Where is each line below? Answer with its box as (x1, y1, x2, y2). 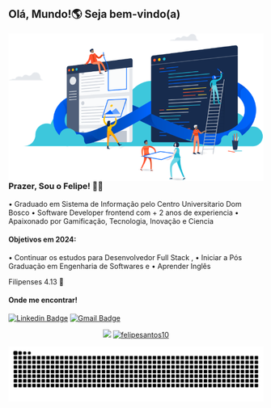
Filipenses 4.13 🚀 (8, 276, 65, 286)
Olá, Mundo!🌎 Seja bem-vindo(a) (8, 7, 180, 21)
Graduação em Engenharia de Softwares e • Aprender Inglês (8, 261, 211, 271)
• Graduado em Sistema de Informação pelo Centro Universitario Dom (8, 199, 242, 208)
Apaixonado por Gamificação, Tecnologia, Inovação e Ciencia (8, 216, 214, 225)
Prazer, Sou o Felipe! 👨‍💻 (8, 181, 104, 192)
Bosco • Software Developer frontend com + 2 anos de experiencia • (8, 208, 239, 217)
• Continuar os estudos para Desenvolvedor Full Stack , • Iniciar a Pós (8, 252, 243, 262)
